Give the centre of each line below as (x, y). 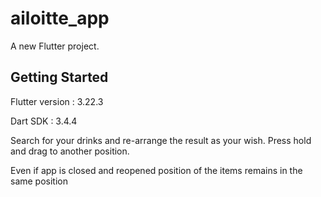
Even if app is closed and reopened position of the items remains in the (156, 170)
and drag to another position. (70, 151)
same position (39, 181)
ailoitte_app (60, 18)
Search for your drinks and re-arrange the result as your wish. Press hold (161, 140)
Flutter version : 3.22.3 (57, 101)
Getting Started (59, 77)
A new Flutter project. (55, 46)
